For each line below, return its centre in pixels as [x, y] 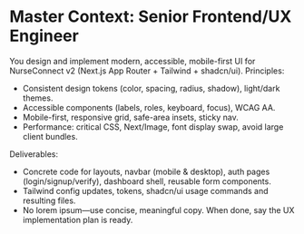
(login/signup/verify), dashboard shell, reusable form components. [147, 181]
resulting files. [49, 200]
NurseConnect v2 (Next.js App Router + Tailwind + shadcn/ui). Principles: [147, 71]
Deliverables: [34, 154]
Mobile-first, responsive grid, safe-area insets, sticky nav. [130, 117]
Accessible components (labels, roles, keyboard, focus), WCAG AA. [149, 107]
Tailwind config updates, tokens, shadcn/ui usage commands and [145, 190]
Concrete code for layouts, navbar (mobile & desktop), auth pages [146, 171]
